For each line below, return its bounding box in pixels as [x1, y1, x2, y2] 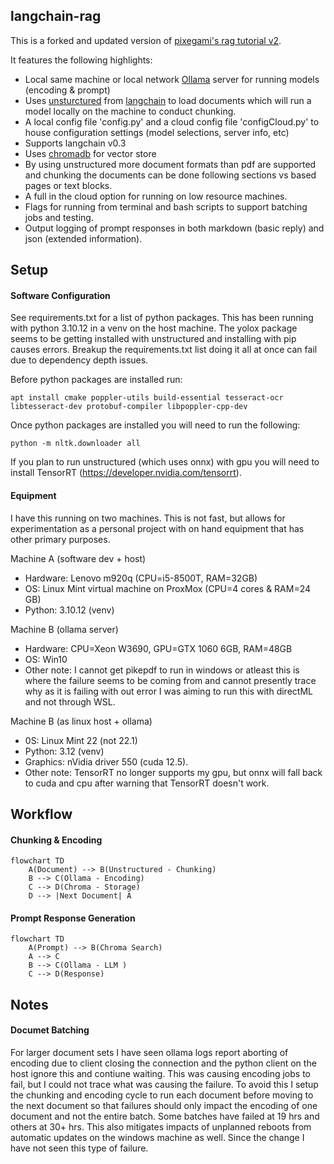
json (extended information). [24, 232, 143, 244]
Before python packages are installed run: [10, 374, 183, 386]
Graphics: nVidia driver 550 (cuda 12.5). [24, 755, 189, 768]
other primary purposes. [10, 533, 111, 545]
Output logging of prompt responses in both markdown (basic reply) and [24, 222, 325, 234]
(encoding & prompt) [24, 84, 111, 96]
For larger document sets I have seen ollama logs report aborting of [10, 1047, 289, 1058]
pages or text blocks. [24, 179, 113, 191]
